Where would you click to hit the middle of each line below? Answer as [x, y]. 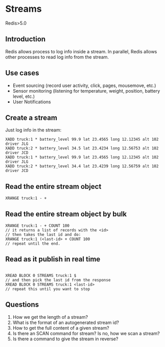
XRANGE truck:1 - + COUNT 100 [38, 226]
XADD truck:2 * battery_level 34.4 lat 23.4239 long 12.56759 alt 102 [82, 166]
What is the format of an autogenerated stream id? [66, 322]
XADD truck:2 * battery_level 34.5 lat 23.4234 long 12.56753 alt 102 [82, 148]
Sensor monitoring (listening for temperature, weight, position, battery [86, 91]
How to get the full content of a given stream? [61, 328]
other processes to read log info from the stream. [57, 57]
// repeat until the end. [33, 244]
